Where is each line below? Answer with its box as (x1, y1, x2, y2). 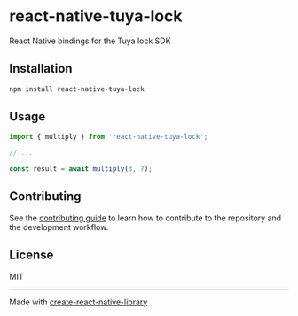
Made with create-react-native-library (9, 297, 148, 307)
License (9, 248, 54, 263)
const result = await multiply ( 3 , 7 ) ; (9, 165, 153, 173)
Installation (9, 61, 73, 76)
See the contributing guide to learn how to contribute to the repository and (9, 212, 282, 223)
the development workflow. (9, 221, 109, 232)
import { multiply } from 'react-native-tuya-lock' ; (9, 133, 208, 142)
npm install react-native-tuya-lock (9, 84, 145, 94)
